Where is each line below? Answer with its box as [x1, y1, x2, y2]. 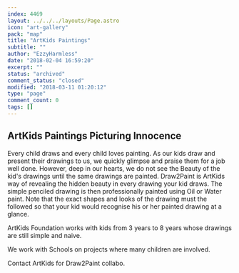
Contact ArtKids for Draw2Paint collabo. [7, 259, 126, 267]
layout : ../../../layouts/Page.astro [7, 17, 120, 24]
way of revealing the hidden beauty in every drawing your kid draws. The [7, 179, 223, 188]
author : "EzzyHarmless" [7, 51, 78, 58]
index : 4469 [7, 10, 43, 18]
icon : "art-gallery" [7, 24, 69, 31]
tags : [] [7, 104, 34, 111]
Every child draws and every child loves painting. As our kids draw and [7, 149, 215, 157]
